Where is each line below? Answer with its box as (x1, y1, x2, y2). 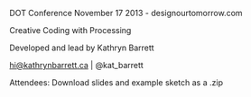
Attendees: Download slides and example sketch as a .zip (9, 77, 224, 88)
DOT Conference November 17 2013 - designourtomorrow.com (9, 8, 243, 18)
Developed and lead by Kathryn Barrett (9, 42, 155, 53)
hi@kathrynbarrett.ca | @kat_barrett (9, 60, 144, 70)
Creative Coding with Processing (9, 25, 132, 35)
